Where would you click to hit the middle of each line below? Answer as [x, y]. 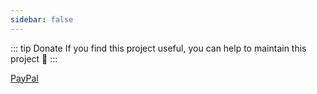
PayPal [24, 78]
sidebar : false [42, 19]
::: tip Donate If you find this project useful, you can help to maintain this [158, 48]
